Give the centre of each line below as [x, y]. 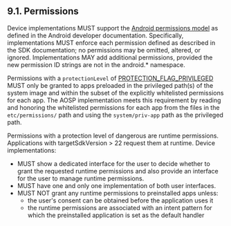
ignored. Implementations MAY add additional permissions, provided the [110, 57]
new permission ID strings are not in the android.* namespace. [96, 64]
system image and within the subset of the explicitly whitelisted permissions [115, 93]
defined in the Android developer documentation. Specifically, [95, 35]
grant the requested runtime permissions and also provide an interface [118, 171]
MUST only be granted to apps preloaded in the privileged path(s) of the [110, 85]
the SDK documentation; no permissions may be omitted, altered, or [104, 50]
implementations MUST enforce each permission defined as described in [111, 43]
